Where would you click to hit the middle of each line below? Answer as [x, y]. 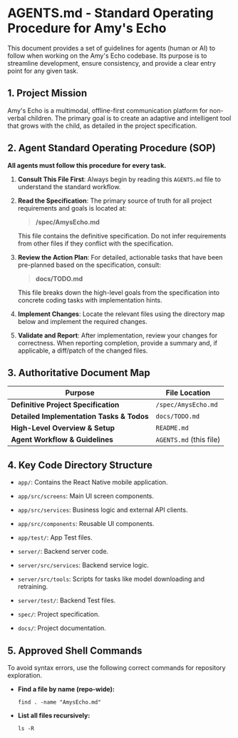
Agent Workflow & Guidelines [62, 440]
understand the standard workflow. [69, 186]
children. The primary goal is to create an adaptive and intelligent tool [129, 118]
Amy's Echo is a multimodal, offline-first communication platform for [108, 110]
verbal [17, 118]
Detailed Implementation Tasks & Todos [80, 417]
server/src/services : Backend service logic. [83, 565]
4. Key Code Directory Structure [80, 465]
